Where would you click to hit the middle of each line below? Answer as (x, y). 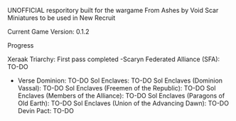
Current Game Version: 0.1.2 (49, 32)
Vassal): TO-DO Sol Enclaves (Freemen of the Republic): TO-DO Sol (117, 88)
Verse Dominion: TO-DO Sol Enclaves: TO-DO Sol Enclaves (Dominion (120, 80)
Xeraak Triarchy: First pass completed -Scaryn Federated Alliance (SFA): (114, 59)
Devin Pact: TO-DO (46, 111)
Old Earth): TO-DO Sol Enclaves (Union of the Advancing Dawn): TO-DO (123, 103)
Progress (21, 45)
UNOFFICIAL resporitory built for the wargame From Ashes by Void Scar (113, 10)
